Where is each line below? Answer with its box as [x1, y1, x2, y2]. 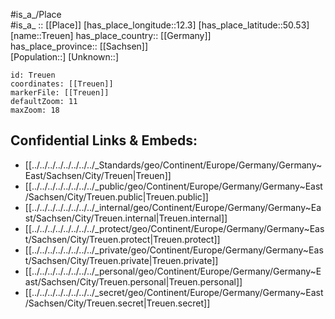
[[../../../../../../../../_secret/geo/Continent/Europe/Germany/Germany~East [24, 286, 324, 298]
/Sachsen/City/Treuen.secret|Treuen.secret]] [24, 297, 211, 309]
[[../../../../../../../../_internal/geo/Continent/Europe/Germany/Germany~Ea [24, 201, 322, 213]
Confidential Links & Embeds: [10, 132, 198, 149]
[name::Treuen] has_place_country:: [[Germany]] [10, 30, 212, 41]
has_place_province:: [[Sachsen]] [10, 40, 149, 52]
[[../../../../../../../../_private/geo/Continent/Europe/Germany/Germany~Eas [24, 244, 324, 256]
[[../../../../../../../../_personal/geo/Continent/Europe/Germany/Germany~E [24, 265, 322, 277]
